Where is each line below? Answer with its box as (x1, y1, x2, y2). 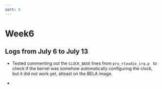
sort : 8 (5, 7, 21, 12)
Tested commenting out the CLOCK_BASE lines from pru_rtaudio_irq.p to (12, 60, 157, 66)
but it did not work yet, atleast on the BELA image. (12, 71, 113, 76)
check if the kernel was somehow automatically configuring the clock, (12, 65, 153, 71)
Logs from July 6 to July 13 (5, 47, 89, 56)
